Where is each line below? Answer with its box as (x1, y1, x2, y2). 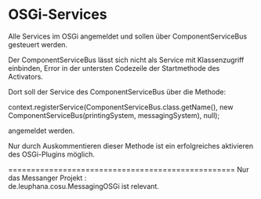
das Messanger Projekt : (8, 173, 87, 182)
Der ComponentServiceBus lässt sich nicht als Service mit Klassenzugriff (8, 55, 245, 64)
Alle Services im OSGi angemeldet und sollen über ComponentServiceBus (8, 31, 248, 41)
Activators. (8, 72, 43, 81)
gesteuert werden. (8, 39, 68, 49)
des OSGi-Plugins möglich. (8, 149, 96, 159)
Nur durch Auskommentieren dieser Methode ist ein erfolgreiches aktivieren (8, 141, 253, 150)
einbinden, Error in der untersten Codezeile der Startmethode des (8, 63, 220, 72)
